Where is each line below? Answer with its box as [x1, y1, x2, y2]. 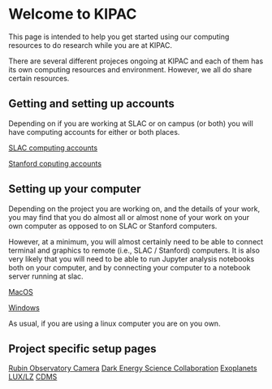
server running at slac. [8, 271, 84, 281]
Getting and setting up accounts [8, 97, 175, 110]
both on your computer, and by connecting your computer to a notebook [8, 262, 251, 272]
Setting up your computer [8, 182, 141, 196]
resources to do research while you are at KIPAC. [8, 40, 173, 50]
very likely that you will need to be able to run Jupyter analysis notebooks [8, 253, 255, 264]
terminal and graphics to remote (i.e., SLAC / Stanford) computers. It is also [8, 245, 260, 255]
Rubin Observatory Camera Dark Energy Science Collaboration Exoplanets [8, 363, 257, 374]
